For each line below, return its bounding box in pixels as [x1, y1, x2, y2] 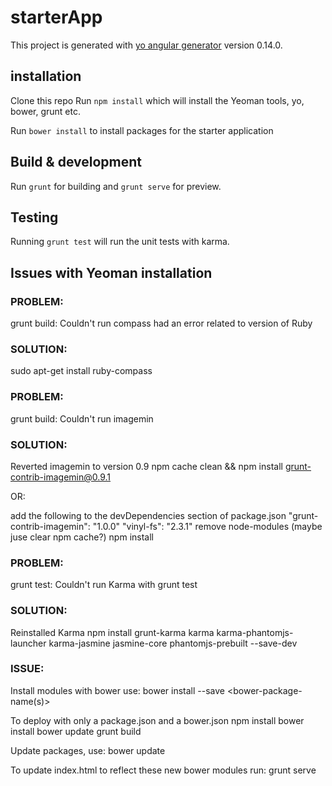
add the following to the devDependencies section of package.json [10, 509, 287, 521]
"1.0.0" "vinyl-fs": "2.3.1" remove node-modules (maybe [92, 520, 323, 532]
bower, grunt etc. [10, 105, 82, 117]
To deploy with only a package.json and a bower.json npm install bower [10, 714, 305, 726]
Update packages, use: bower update [10, 744, 166, 756]
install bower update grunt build [10, 725, 142, 737]
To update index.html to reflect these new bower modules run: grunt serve [10, 764, 317, 776]
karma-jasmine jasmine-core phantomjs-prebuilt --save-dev [48, 637, 298, 649]
